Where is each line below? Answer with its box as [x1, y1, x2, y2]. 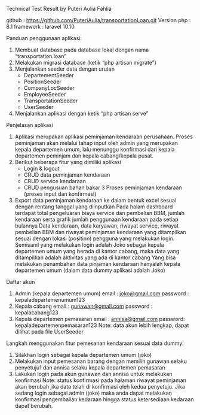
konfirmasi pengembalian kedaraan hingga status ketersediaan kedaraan [14, 396, 194, 403]
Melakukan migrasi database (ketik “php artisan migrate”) [14, 59, 157, 66]
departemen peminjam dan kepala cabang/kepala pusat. [14, 152, 154, 159]
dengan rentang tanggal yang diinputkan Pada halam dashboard [14, 203, 173, 210]
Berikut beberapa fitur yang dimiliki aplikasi [14, 159, 121, 165]
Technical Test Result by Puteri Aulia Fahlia [6, 5, 112, 12]
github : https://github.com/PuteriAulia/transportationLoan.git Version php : [6, 17, 191, 23]
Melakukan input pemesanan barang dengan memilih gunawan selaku [14, 358, 187, 365]
